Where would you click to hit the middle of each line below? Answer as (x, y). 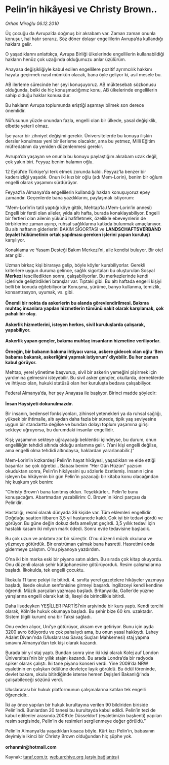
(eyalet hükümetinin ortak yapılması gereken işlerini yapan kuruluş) (78, 234)
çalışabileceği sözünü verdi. (34, 680)
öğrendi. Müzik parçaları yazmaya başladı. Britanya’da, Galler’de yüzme (80, 591)
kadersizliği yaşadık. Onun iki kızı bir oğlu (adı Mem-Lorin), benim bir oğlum (84, 177)
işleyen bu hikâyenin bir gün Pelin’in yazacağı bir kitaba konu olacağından (82, 476)
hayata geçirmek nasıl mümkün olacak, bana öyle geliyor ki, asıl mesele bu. (83, 74)
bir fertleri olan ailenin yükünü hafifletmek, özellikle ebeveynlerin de (76, 218)
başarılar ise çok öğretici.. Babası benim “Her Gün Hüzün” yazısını (74, 465)
